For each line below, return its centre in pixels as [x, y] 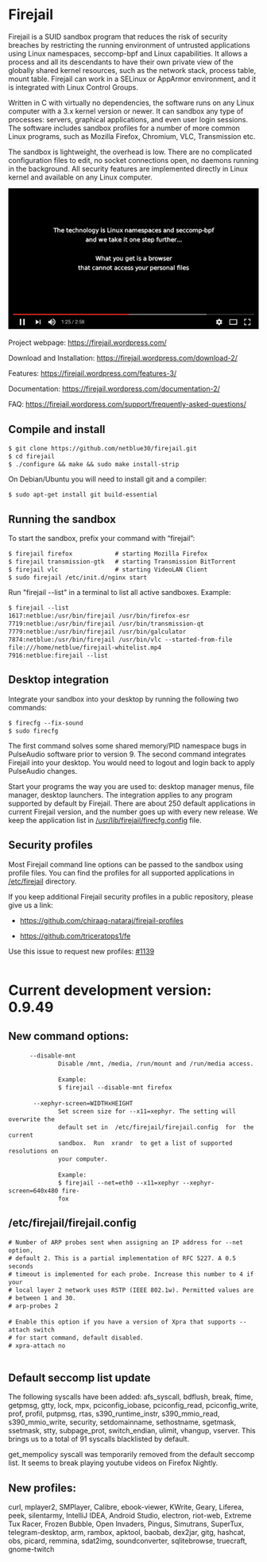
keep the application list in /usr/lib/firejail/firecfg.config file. [105, 820]
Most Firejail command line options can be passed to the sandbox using [126, 864]
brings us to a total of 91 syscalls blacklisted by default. [99, 1439]
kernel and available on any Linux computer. [80, 177]
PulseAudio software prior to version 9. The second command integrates [127, 754]
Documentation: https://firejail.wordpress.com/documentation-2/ [114, 389]
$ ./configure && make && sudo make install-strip [94, 465]
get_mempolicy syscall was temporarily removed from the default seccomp [132, 1455]
